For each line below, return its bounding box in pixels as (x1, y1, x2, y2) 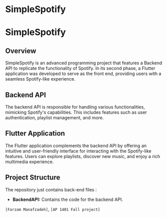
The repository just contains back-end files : (5, 186, 97, 192)
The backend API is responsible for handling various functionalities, (5, 104, 145, 110)
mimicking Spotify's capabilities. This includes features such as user (5, 109, 147, 115)
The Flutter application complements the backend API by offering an (5, 142, 147, 149)
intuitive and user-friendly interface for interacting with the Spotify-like (5, 148, 152, 154)
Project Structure (5, 173, 60, 182)
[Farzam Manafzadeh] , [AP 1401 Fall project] (5, 206, 101, 212)
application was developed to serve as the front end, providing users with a (5, 70, 161, 77)
